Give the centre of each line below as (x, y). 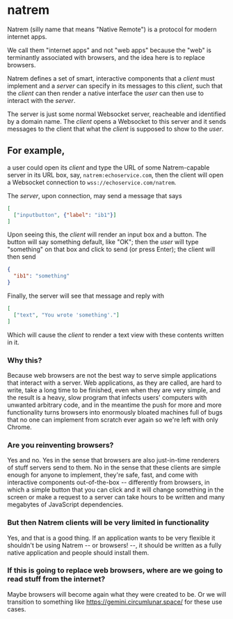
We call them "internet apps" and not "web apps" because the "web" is (110, 50)
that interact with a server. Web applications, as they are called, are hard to (115, 383)
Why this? (25, 360)
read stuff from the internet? (56, 579)
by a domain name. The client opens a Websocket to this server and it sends (117, 121)
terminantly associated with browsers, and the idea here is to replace (106, 57)
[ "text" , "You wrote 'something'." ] (66, 315)
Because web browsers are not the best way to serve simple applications (112, 375)
